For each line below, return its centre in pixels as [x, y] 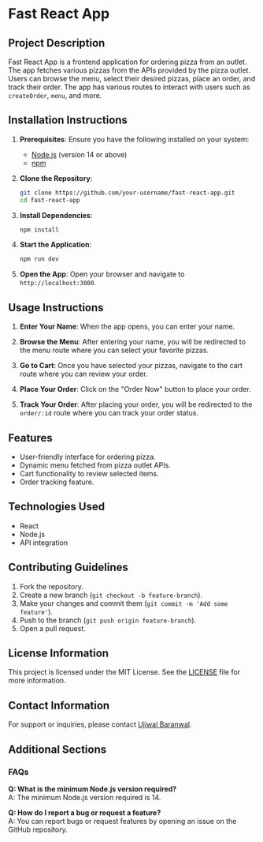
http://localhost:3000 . [58, 283]
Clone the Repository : [56, 178]
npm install [39, 230]
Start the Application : [56, 245]
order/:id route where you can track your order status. [109, 413]
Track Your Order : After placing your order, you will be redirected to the [136, 404]
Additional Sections [57, 749]
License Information [58, 653]
